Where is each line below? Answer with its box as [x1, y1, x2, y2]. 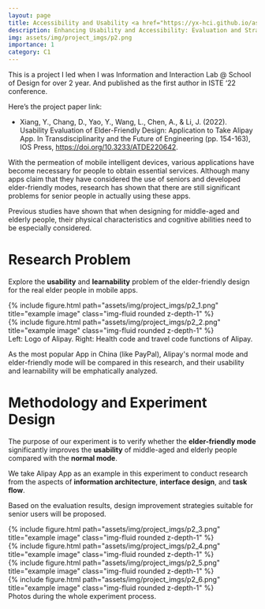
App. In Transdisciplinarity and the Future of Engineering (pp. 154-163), [19, 134, 251, 143]
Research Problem [8, 251, 132, 269]
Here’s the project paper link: [8, 102, 103, 111]
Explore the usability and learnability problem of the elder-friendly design [8, 277, 250, 286]
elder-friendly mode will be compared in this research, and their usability [8, 357, 244, 367]
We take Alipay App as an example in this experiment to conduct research [8, 469, 248, 478]
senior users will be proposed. [8, 509, 106, 518]
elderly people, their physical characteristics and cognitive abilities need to [8, 215, 252, 224]
